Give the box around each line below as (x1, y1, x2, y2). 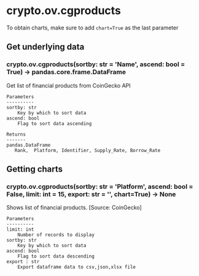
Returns (6, 131, 26, 137)
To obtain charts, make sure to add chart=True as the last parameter (6, 24, 179, 31)
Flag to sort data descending (17, 253, 95, 259)
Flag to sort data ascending (17, 120, 92, 126)
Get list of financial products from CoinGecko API (6, 82, 131, 89)
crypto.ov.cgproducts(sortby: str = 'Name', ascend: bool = (6, 60, 185, 69)
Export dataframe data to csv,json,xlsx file (17, 264, 136, 270)
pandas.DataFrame (6, 142, 51, 148)
